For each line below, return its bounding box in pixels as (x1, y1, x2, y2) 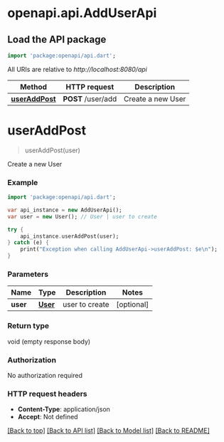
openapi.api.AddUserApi (7, 5, 157, 21)
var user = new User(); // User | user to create (7, 213, 158, 220)
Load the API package (7, 33, 107, 46)
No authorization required (7, 372, 83, 379)
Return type (7, 321, 50, 331)
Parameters (7, 269, 48, 279)
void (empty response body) (7, 337, 91, 346)
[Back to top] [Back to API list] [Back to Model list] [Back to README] (7, 426, 210, 435)
